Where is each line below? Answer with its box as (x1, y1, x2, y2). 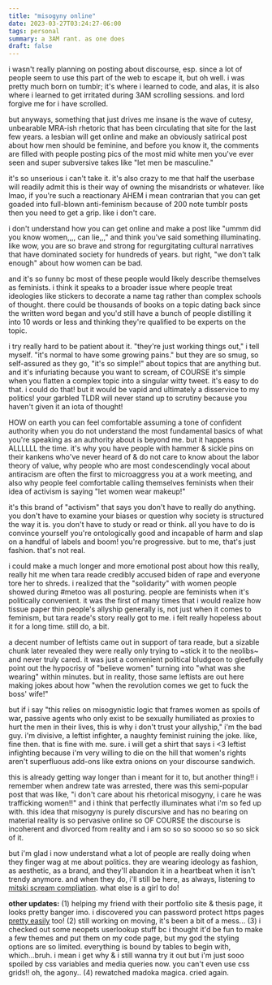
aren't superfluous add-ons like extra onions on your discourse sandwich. (8, 757, 256, 767)
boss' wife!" (8, 689, 49, 699)
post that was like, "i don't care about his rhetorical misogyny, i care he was (8, 789, 262, 800)
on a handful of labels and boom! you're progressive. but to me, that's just (8, 537, 256, 547)
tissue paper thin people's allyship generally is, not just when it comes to (8, 604, 252, 614)
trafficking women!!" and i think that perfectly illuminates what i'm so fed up (8, 798, 262, 808)
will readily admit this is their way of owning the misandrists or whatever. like (8, 182, 265, 192)
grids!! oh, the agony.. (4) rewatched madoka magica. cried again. (8, 968, 230, 978)
